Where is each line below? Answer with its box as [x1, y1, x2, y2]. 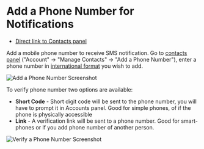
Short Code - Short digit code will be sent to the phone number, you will [15, 98, 197, 105]
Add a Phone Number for [6, 4, 134, 18]
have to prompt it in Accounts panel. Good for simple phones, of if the [15, 104, 191, 111]
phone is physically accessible [15, 111, 93, 118]
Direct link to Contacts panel [15, 37, 87, 45]
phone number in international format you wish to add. [6, 62, 144, 70]
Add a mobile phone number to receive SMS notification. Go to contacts [6, 49, 188, 56]
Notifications [6, 17, 75, 31]
